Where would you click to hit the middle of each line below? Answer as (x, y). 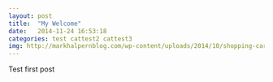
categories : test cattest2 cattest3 (70, 39)
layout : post (30, 16)
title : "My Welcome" (45, 24)
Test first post (32, 69)
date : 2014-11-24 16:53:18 (58, 31)
